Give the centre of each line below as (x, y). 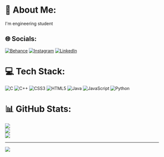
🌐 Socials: (21, 39)
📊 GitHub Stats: (38, 109)
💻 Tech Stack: (35, 71)
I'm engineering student (29, 23)
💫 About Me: (31, 10)
